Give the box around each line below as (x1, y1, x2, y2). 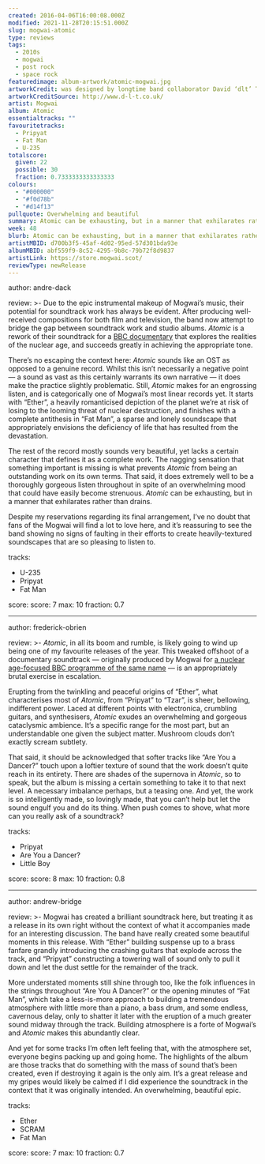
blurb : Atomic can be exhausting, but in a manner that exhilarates (8, 232, 238, 240)
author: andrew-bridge (8, 897, 82, 906)
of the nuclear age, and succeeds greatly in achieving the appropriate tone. (8, 341, 254, 350)
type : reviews (8, 33, 55, 42)
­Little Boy (19, 859, 50, 868)
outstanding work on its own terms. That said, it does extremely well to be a (8, 472, 254, 481)
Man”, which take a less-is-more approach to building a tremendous (8, 995, 229, 1004)
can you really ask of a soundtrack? (8, 812, 125, 821)
